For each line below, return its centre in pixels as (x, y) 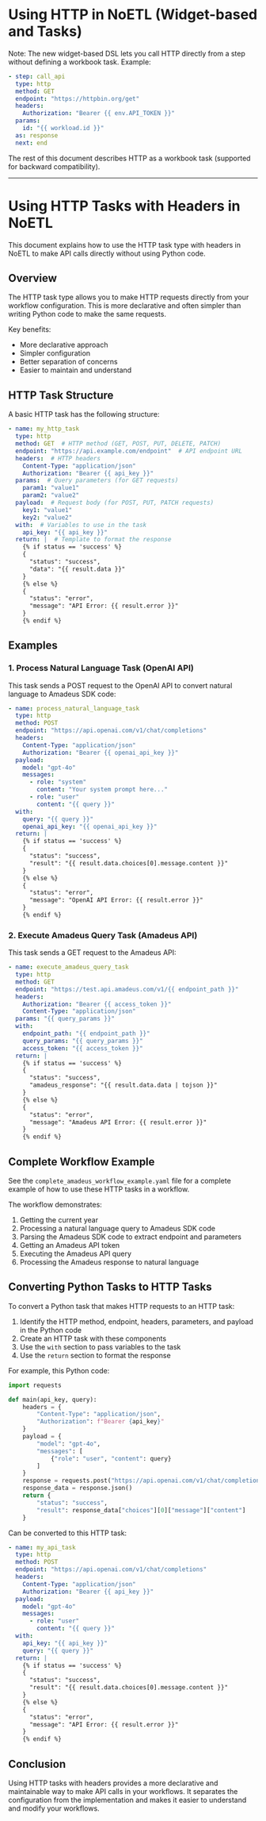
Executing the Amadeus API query (76, 1254)
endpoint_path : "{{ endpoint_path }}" (86, 1034)
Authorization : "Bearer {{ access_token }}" (97, 1004)
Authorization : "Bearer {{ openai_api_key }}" (101, 753)
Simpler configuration (55, 353)
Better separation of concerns (68, 362)
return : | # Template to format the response (93, 540)
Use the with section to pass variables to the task (100, 1346)
